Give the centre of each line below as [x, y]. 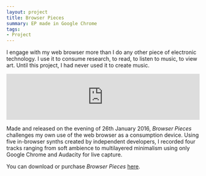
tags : [13, 29]
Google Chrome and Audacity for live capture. [64, 155]
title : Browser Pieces [35, 18]
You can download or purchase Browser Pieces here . [74, 167]
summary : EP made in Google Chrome [52, 23]
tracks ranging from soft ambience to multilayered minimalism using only [98, 148]
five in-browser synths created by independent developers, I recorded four [101, 142]
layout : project [27, 12]
